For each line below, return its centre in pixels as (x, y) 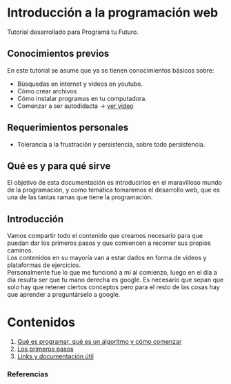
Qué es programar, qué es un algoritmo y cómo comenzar (99, 342)
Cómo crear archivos (47, 91)
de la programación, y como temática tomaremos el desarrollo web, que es (114, 190)
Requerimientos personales (68, 128)
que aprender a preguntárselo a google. (64, 295)
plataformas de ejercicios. (44, 265)
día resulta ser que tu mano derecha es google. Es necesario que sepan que (115, 280)
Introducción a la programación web (113, 13)
